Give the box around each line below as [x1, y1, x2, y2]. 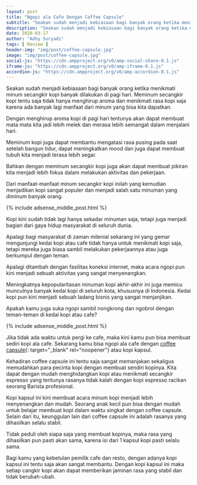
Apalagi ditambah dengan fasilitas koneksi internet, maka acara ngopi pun [6, 263, 185, 270]
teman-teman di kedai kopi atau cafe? [6, 311, 97, 318]
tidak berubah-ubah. [6, 473, 56, 480]
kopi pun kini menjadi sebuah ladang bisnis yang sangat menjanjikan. [6, 293, 173, 300]
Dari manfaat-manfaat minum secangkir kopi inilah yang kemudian [6, 180, 167, 188]
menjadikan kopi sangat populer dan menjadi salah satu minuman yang [6, 186, 178, 194]
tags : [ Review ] [6, 42, 49, 48]
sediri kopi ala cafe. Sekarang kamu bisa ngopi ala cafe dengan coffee [6, 340, 176, 347]
